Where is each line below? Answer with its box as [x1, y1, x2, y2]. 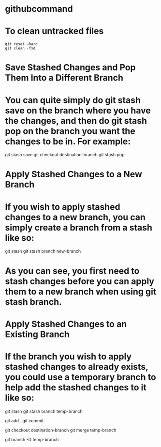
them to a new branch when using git [5, 286, 157, 297]
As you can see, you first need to [5, 265, 140, 276]
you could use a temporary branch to [5, 371, 156, 382]
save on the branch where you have [5, 105, 151, 116]
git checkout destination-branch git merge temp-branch [5, 427, 117, 433]
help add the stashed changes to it [5, 382, 146, 393]
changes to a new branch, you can [5, 212, 146, 223]
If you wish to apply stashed [5, 201, 120, 212]
